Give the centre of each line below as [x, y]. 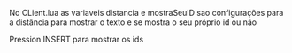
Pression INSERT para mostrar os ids [77, 39]
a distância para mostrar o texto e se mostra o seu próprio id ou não [133, 22]
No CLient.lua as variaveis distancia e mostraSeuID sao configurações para [146, 13]
